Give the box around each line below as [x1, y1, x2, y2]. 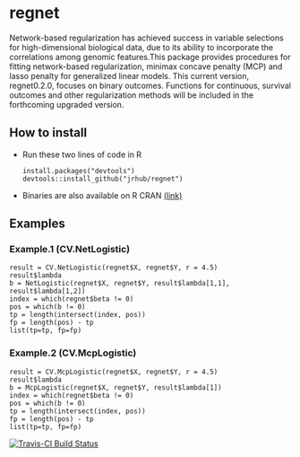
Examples [9, 216, 65, 232]
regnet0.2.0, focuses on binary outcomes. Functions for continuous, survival [9, 80, 291, 91]
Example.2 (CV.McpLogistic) [9, 347, 137, 359]
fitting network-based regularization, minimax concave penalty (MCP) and [9, 61, 283, 72]
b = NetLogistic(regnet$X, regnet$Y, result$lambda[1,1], [9, 279, 230, 288]
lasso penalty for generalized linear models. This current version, [9, 70, 250, 81]
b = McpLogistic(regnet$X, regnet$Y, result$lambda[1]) [9, 382, 222, 392]
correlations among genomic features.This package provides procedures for [9, 51, 291, 62]
